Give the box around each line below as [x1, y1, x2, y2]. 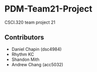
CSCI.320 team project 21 [4, 19, 55, 25]
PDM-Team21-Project [4, 3, 93, 14]
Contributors [4, 33, 44, 42]
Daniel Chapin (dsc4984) [11, 46, 62, 52]
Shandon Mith [11, 57, 40, 62]
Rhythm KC [11, 51, 34, 57]
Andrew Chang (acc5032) [11, 61, 64, 67]
